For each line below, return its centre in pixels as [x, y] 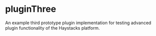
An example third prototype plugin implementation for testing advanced [78, 23]
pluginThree [31, 9]
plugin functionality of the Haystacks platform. [53, 28]
